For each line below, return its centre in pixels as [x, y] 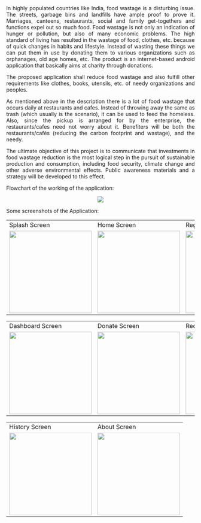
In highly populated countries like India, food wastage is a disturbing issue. [100, 8]
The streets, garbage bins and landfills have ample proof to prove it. [100, 14]
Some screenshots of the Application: [53, 211]
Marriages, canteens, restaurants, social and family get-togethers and [100, 21]
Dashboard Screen [36, 326]
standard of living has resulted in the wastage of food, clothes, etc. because [100, 40]
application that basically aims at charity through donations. [80, 65]
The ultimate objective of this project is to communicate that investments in [100, 151]
